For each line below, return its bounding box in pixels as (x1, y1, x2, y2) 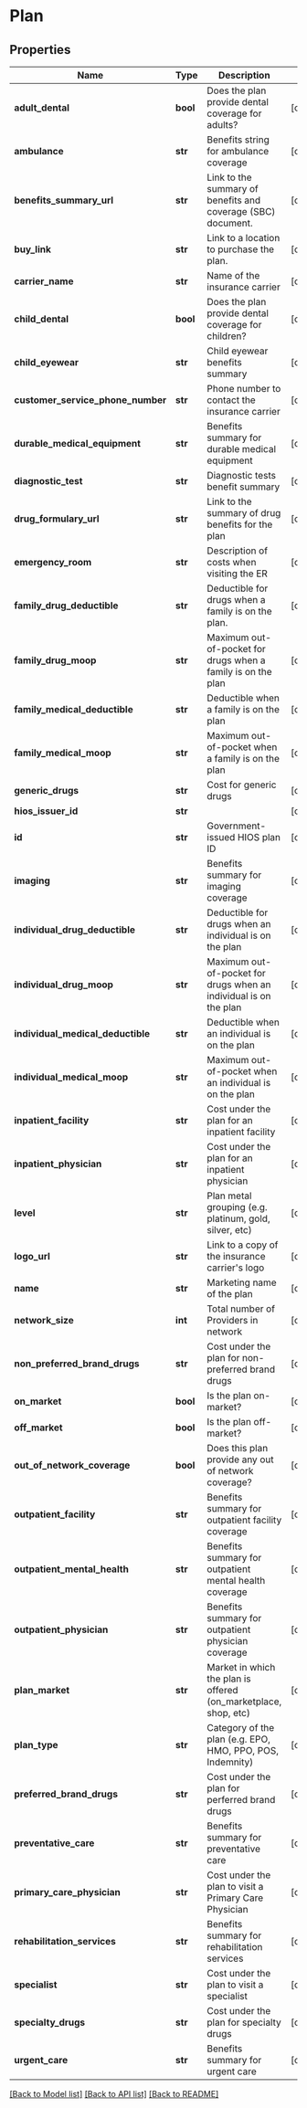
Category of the (206, 1722, 275, 1734)
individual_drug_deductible (14, 923, 135, 936)
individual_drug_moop (14, 978, 114, 991)
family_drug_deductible (14, 599, 119, 612)
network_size (14, 1314, 75, 1326)
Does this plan (206, 1442, 269, 1454)
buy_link (14, 243, 52, 256)
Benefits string (206, 133, 270, 146)
